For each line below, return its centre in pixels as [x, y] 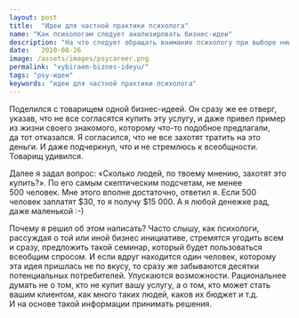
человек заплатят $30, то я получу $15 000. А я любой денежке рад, [140, 202]
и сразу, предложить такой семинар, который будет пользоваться [136, 247]
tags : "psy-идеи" [41, 76]
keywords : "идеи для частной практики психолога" [103, 83]
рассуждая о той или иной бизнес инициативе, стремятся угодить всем [147, 237]
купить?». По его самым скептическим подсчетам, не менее [126, 182]
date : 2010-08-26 [45, 51]
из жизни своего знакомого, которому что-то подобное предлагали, [140, 127]
